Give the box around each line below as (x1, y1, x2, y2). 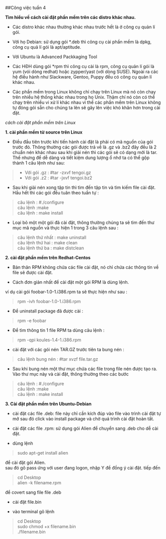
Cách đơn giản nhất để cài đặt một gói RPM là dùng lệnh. (12, 279, 129, 285)
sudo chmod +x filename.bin (17, 524, 76, 529)
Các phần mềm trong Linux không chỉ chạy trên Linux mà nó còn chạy (12, 89, 156, 94)
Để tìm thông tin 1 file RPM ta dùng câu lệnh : (12, 327, 105, 333)
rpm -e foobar (17, 318, 46, 323)
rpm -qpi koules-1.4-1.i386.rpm (17, 337, 82, 343)
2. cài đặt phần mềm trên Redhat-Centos (5, 255, 91, 260)
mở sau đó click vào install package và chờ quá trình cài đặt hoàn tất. (12, 416, 155, 422)
